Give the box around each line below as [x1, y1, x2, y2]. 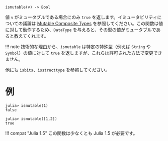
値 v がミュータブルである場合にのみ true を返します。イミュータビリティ [5, 14, 157, 20]
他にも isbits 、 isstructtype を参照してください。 [5, 67, 110, 73]
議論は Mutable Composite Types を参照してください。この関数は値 [22, 21, 163, 26]
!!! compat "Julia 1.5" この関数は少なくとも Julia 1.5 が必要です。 [5, 130, 138, 136]
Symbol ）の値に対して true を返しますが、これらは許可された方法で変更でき [5, 50, 162, 56]
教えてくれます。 [14, 33, 49, 39]
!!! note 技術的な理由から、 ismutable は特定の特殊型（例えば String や [5, 44, 151, 50]
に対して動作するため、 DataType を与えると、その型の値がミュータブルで [5, 27, 156, 33]
